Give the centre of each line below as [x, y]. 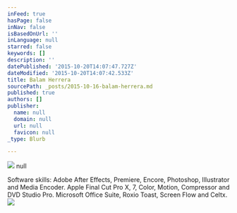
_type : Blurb [26, 139]
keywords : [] [26, 54]
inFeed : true [26, 14]
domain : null [33, 119]
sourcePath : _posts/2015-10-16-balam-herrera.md [80, 86]
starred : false [30, 47]
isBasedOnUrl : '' [33, 34]
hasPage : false [30, 21]
